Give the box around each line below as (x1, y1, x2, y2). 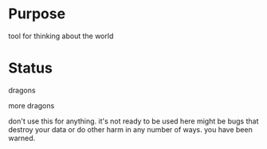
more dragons (8, 100, 55, 110)
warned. (8, 133, 36, 143)
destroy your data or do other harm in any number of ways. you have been (8, 124, 253, 134)
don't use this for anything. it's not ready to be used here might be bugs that (8, 116, 259, 126)
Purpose (8, 5, 66, 23)
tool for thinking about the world (8, 31, 114, 41)
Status (8, 59, 53, 77)
